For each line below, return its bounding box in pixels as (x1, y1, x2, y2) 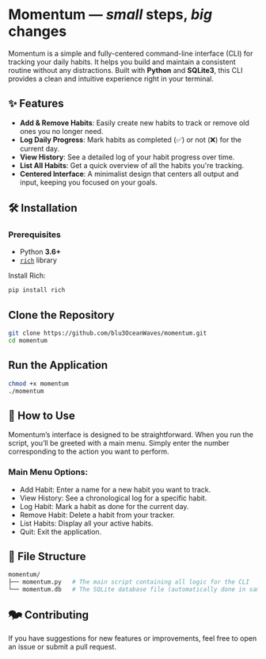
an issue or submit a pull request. (8, 642, 117, 651)
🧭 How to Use (8, 408, 75, 422)
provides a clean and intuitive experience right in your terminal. (8, 74, 214, 83)
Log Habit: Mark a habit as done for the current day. (19, 501, 189, 511)
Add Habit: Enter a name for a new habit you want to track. (19, 485, 211, 494)
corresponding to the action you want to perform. (8, 446, 169, 457)
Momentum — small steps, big (8, 6, 212, 24)
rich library (19, 255, 58, 265)
